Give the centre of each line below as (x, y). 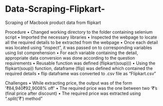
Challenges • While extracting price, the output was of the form (69, 83)
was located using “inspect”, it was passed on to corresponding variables (79, 47)
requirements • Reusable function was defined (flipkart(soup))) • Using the (80, 63)
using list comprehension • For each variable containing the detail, (72, 53)
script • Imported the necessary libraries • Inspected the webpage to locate (81, 37)
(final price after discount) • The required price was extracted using (73, 93)
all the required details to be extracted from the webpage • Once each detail (81, 42)
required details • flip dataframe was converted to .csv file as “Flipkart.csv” (81, 73)
